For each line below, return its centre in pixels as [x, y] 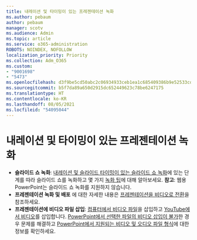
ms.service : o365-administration [47, 45]
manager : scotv [25, 28]
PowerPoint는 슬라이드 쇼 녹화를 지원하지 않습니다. [73, 187]
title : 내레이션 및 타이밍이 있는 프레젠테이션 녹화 [60, 11]
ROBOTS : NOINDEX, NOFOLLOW [39, 50]
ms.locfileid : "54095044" [38, 110]
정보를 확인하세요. [35, 231]
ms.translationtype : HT [35, 93]
